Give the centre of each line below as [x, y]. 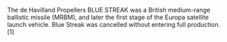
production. [204, 24]
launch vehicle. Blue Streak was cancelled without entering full [97, 24]
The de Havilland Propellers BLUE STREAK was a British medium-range [109, 10]
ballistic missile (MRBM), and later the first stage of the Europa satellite [108, 17]
